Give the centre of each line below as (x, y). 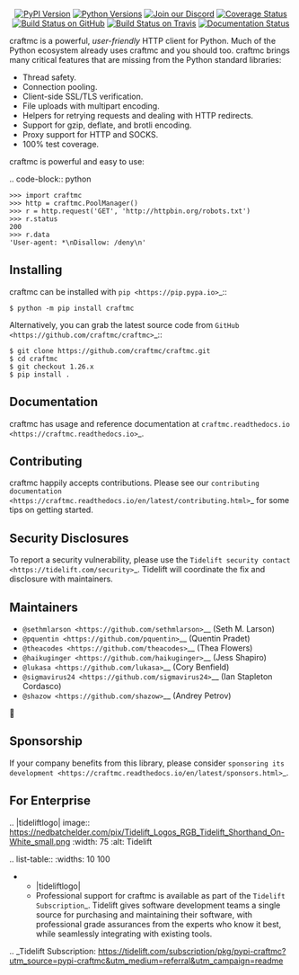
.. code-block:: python (50, 179)
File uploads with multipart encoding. (91, 106)
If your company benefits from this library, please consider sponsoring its (147, 763)
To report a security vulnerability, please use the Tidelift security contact (150, 560)
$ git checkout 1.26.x (52, 367)
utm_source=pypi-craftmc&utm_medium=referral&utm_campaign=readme (146, 961)
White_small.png (40, 841)
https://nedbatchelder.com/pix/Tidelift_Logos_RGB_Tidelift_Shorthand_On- (147, 832)
